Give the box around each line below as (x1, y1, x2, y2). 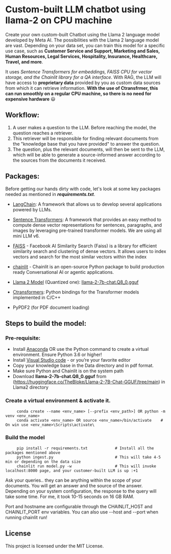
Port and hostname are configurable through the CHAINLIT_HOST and (5, 503, 153, 509)
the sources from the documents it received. (12, 157, 106, 163)
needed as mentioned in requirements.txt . (5, 191, 95, 197)
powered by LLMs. (12, 206, 52, 212)
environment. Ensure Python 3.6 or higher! (12, 351, 102, 358)
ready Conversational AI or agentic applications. (12, 269, 114, 275)
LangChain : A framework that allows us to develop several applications (12, 201, 162, 207)
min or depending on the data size (5, 459, 81, 464)
